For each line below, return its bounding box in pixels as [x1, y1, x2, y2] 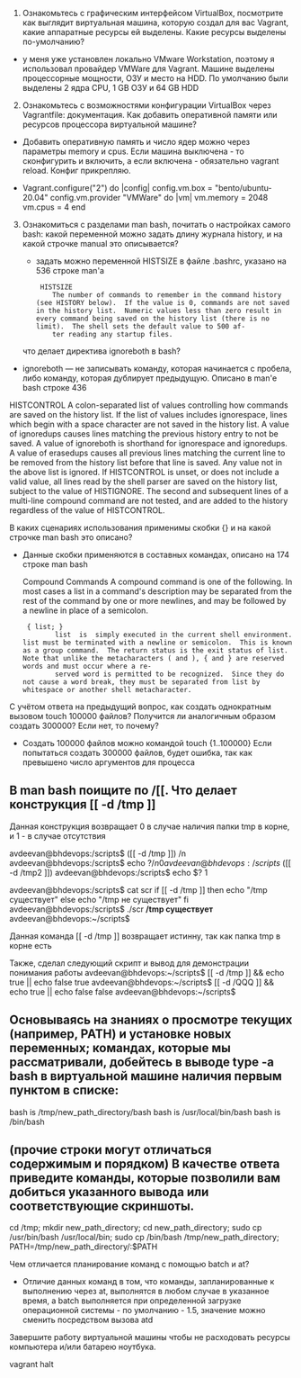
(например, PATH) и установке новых [9, 1026, 232, 1042]
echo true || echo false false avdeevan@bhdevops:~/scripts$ [9, 986, 236, 997]
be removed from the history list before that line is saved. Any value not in [9, 457, 283, 467]
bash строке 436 [22, 383, 87, 392]
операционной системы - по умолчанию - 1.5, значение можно [22, 1305, 266, 1316]
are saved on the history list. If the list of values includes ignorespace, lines [9, 410, 288, 419]
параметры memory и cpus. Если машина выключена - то [22, 146, 244, 157]
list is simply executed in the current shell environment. [55, 630, 293, 639]
